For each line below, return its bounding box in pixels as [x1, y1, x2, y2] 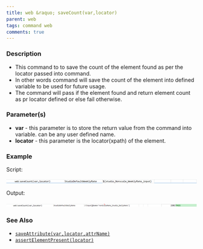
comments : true [6, 29, 45, 35]
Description [6, 50, 42, 58]
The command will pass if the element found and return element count [14, 89, 191, 96]
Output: [6, 189, 25, 196]
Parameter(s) [6, 111, 47, 119]
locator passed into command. [14, 70, 91, 77]
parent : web [6, 16, 36, 22]
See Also [6, 216, 33, 225]
